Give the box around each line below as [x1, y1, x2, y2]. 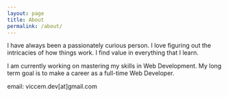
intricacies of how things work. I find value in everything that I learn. [7, 48, 199, 57]
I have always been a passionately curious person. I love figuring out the [7, 42, 212, 50]
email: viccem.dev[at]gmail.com [7, 83, 97, 91]
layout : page [7, 10, 45, 17]
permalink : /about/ [7, 23, 63, 29]
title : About [7, 16, 45, 23]
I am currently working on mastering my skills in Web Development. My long [7, 62, 222, 70]
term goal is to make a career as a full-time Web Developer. [7, 69, 175, 77]
